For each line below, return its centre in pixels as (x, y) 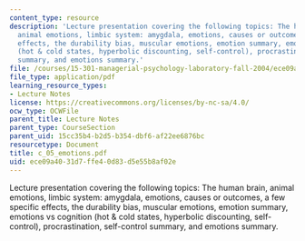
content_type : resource (54, 18)
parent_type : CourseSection (63, 128)
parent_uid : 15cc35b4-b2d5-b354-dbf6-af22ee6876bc (107, 136)
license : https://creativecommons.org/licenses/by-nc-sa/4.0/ (129, 102)
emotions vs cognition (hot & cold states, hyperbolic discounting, (131, 216)
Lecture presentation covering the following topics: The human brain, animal (152, 187)
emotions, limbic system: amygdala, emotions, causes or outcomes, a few (148, 197)
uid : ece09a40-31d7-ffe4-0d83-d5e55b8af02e (93, 161)
